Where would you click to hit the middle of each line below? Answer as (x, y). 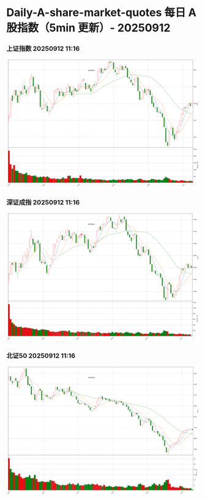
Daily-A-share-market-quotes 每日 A (102, 13)
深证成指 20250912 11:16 (43, 202)
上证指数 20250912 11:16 (43, 48)
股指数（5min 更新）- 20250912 (88, 28)
